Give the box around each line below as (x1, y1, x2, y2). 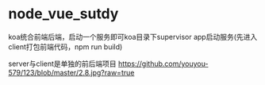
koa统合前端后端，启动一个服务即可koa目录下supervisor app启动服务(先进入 (8, 32, 258, 41)
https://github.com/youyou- (117, 59, 209, 68)
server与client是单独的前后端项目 (8, 59, 117, 68)
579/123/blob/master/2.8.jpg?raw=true (8, 68, 135, 77)
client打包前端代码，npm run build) (8, 41, 123, 52)
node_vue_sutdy (8, 5, 119, 23)
